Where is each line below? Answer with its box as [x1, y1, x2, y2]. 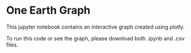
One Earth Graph [6, 4, 91, 17]
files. [6, 41, 19, 48]
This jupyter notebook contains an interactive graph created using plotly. [6, 23, 185, 30]
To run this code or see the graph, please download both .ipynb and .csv [6, 35, 185, 42]
